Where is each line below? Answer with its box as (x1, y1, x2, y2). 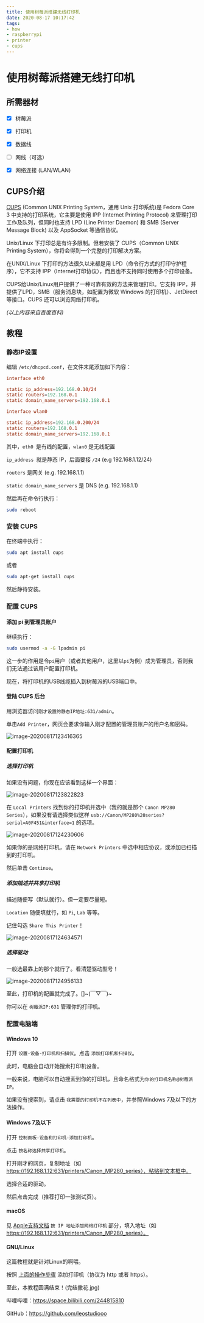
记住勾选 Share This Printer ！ (6, 922, 84, 929)
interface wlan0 (6, 409, 47, 415)
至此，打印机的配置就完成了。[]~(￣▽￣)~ (6, 990, 113, 997)
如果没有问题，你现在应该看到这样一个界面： (6, 779, 119, 786)
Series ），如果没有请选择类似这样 (6, 811, 90, 819)
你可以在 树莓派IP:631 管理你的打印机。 (6, 1003, 104, 1010)
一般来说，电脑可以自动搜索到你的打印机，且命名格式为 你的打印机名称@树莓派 (6, 1075, 194, 1083)
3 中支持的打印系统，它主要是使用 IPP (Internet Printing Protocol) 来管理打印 (6, 211, 198, 218)
